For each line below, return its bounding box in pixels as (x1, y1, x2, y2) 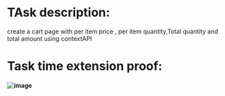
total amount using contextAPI (7, 34, 92, 42)
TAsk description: (7, 5, 111, 20)
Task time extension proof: (7, 59, 163, 74)
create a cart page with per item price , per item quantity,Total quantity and (7, 27, 219, 35)
